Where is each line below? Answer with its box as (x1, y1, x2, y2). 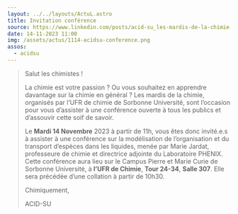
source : (7, 23, 30, 30)
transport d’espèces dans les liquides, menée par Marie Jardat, (24, 142, 210, 150)
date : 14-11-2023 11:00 (7, 30, 78, 38)
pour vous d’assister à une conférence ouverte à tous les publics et (24, 106, 221, 114)
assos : (7, 43, 27, 50)
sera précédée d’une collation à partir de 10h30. (24, 171, 165, 181)
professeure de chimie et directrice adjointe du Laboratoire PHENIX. (24, 150, 223, 158)
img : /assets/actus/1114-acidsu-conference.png (7, 37, 151, 44)
